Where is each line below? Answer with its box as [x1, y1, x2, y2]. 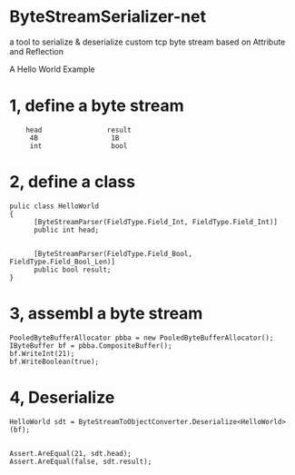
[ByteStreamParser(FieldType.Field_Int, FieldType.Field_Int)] [33, 217, 279, 226]
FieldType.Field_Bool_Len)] [9, 257, 116, 266]
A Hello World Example [9, 64, 95, 74]
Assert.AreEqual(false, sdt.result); [9, 457, 152, 466]
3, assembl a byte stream [9, 303, 203, 323]
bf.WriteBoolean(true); [9, 357, 100, 366]
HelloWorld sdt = [9, 417, 75, 426]
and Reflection [9, 45, 64, 56]
